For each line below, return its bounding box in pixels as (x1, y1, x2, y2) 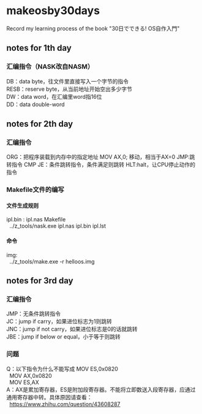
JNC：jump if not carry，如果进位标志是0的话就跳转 (6, 326, 138, 333)
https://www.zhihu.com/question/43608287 (9, 400, 121, 408)
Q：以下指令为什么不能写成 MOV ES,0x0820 (6, 365, 118, 372)
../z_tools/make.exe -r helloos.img (9, 258, 95, 265)
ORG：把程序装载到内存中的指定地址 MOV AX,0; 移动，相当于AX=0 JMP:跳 (6, 153, 195, 161)
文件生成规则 (6, 202, 39, 209)
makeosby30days (6, 4, 100, 18)
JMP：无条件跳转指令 (6, 310, 61, 318)
